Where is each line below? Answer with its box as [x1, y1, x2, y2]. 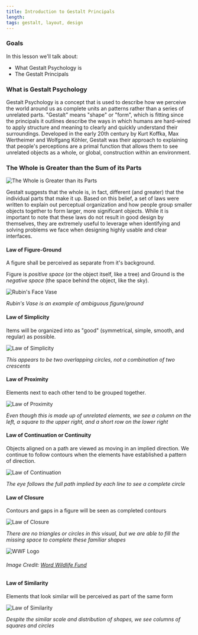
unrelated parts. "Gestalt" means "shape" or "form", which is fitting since [6, 111, 184, 118]
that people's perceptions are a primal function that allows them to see [6, 143, 178, 150]
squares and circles [6, 622, 54, 629]
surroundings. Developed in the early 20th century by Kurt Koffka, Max [6, 130, 179, 137]
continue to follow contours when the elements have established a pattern [6, 451, 187, 459]
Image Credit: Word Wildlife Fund [6, 561, 87, 568]
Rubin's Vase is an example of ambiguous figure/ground [6, 300, 144, 307]
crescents [6, 362, 31, 369]
